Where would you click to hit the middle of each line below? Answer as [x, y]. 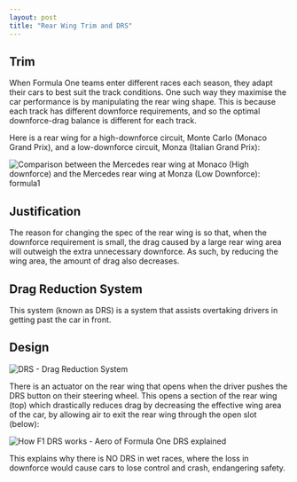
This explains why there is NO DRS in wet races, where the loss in [129, 458]
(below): [24, 423]
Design [29, 348]
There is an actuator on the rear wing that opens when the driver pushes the [148, 386]
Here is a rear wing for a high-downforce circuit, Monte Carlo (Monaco [138, 138]
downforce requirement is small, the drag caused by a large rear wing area [145, 242]
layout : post [33, 17]
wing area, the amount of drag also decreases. [94, 261]
